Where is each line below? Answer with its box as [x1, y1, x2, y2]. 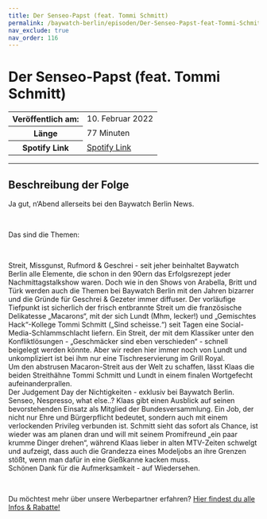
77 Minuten [87, 128, 130, 139]
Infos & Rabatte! [8, 502, 61, 512]
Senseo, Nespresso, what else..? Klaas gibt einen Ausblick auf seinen [8, 396, 235, 405]
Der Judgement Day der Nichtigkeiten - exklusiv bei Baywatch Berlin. [8, 387, 234, 397]
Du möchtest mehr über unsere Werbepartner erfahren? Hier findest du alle [8, 494, 256, 503]
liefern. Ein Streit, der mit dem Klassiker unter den [91, 328, 254, 338]
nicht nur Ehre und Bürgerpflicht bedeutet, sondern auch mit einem [8, 412, 228, 422]
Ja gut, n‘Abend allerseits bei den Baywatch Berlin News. [8, 199, 195, 208]
